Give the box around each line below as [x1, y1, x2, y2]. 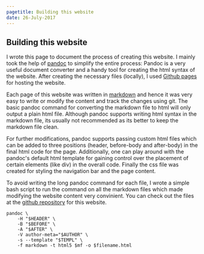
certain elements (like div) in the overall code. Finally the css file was [6, 161, 179, 168]
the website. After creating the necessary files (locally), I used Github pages [6, 72, 197, 80]
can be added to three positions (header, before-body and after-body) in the [6, 141, 198, 149]
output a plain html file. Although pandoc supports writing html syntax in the [6, 110, 197, 118]
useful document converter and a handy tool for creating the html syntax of [6, 66, 195, 74]
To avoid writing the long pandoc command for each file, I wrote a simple [6, 179, 190, 186]
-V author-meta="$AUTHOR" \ [17, 232, 88, 238]
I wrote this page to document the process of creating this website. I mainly [6, 53, 196, 61]
